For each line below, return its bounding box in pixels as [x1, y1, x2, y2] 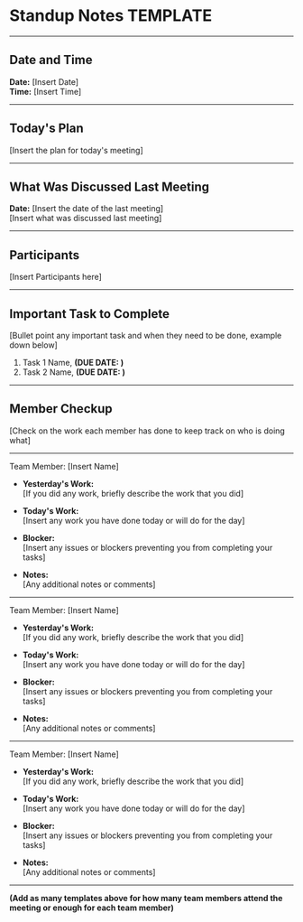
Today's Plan [9, 121, 84, 136]
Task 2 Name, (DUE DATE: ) [22, 367, 126, 377]
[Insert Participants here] [9, 272, 102, 283]
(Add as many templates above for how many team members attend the [9, 892, 283, 903]
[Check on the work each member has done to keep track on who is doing [9, 425, 286, 436]
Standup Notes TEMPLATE [9, 5, 213, 26]
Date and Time [9, 52, 93, 68]
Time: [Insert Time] [9, 86, 82, 97]
